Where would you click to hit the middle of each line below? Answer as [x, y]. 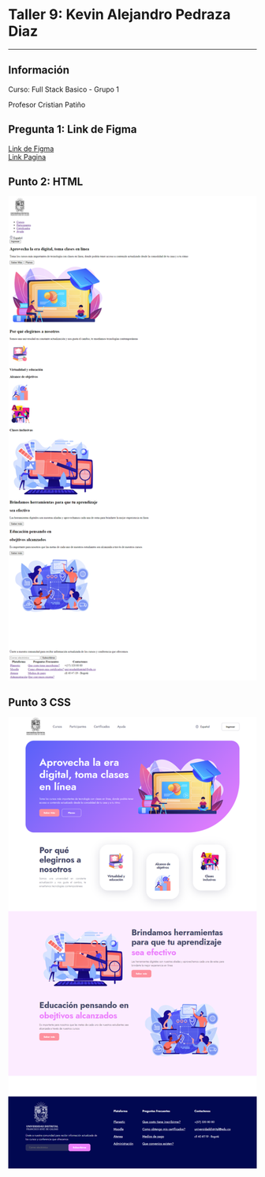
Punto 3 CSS [39, 702]
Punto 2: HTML [46, 181]
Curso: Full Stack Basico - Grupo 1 [64, 89]
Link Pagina [27, 157]
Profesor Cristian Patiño [47, 104]
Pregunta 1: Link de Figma [73, 129]
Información [39, 70]
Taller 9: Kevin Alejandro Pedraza [119, 15]
